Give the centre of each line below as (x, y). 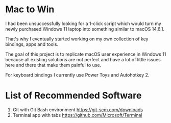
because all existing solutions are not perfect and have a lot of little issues (83, 59)
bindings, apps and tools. (32, 44)
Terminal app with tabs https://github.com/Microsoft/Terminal (77, 115)
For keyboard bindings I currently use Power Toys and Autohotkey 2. (77, 75)
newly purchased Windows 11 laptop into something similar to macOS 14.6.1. (85, 29)
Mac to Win (30, 9)
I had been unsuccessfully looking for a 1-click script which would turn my (83, 23)
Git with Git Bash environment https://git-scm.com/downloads (78, 109)
